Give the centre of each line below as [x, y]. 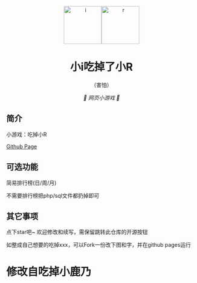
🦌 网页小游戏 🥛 [102, 97]
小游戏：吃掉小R [27, 134]
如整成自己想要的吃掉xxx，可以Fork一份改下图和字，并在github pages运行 [99, 245]
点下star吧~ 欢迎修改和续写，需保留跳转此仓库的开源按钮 [77, 232]
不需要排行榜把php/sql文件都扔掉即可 [53, 195]
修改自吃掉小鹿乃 [49, 272]
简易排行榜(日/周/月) [31, 183]
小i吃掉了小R [102, 67]
